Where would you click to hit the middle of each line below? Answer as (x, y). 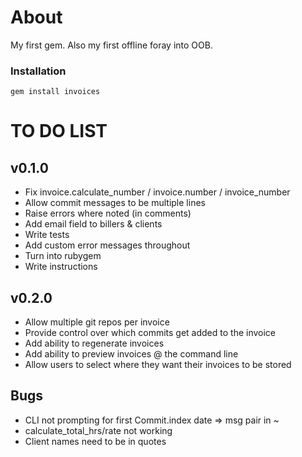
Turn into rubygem (63, 256)
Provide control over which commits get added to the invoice (150, 333)
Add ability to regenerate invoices (94, 343)
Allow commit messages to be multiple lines (115, 203)
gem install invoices (55, 92)
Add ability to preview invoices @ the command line (131, 354)
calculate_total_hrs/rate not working (98, 430)
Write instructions (61, 267)
